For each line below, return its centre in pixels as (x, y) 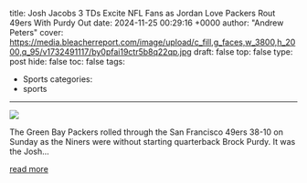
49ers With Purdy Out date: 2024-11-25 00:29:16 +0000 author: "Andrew (147, 23)
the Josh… (30, 151)
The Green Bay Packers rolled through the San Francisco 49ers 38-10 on (146, 132)
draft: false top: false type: (243, 52)
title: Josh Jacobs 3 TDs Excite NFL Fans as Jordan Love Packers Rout (143, 13)
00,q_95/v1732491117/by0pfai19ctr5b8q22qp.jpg (101, 52)
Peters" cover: (37, 32)
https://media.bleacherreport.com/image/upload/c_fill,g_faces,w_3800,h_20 (153, 42)
